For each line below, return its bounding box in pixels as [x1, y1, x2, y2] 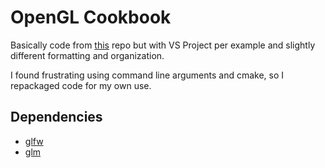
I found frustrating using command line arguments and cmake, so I [10, 69, 285, 81]
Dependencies [10, 109, 103, 126]
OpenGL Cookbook [10, 6, 172, 29]
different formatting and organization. [10, 49, 165, 61]
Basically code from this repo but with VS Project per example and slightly [10, 39, 316, 51]
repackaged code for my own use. [10, 79, 152, 91]
